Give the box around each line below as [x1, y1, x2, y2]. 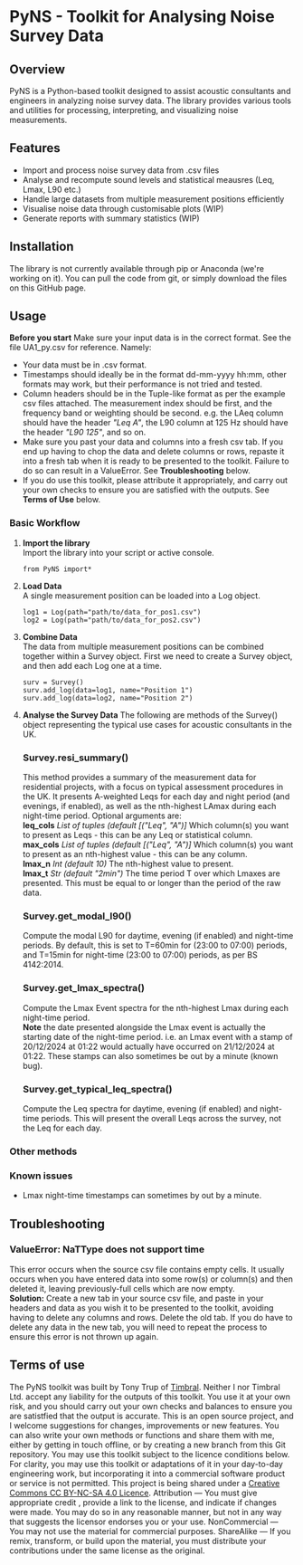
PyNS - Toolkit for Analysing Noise [9, 6, 275, 27]
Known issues [9, 1169, 73, 1182]
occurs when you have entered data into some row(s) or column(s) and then [9, 1274, 294, 1284]
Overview [9, 62, 66, 77]
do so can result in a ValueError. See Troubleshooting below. [22, 465, 251, 476]
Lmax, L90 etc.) [22, 184, 81, 195]
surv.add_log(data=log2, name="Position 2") [22, 693, 194, 702]
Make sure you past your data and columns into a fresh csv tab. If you [22, 436, 283, 447]
